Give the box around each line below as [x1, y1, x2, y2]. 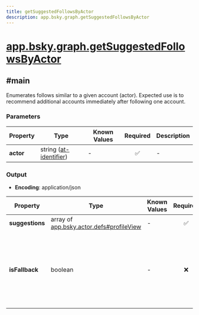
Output [6, 170, 27, 178]
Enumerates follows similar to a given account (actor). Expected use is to [6, 91, 184, 98]
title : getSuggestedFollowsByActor [6, 8, 94, 15]
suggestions [9, 219, 46, 227]
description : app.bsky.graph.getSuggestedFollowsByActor [6, 14, 150, 20]
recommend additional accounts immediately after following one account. [6, 98, 185, 105]
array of [50, 216, 73, 224]
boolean [50, 266, 74, 274]
